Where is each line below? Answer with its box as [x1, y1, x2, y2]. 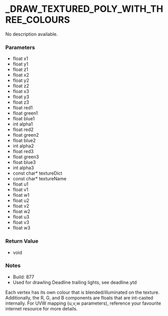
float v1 [12, 187, 28, 193]
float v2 [12, 203, 29, 209]
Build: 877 [12, 273, 34, 280]
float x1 [12, 55, 28, 62]
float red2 [12, 126, 34, 133]
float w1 [12, 192, 30, 198]
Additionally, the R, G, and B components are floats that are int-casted [5, 294, 153, 301]
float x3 [12, 88, 29, 95]
